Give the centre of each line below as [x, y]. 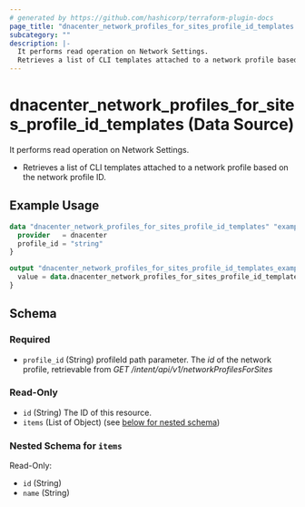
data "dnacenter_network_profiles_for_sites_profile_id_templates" [140, 227]
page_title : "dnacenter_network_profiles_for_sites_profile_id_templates [152, 26]
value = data [42, 277]
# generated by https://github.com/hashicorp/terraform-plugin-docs [142, 18]
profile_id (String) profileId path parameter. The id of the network [147, 360]
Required [30, 340]
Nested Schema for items [66, 445]
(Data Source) [241, 125]
